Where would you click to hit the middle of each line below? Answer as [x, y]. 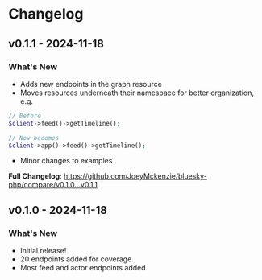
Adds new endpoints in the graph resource [91, 84]
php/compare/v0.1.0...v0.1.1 [53, 185]
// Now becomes [34, 138]
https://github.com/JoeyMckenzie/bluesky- [135, 176]
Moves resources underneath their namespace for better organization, [137, 93]
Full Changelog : [35, 176]
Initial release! [43, 251]
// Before [25, 116]
